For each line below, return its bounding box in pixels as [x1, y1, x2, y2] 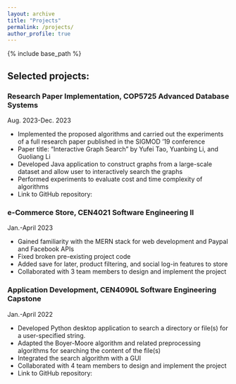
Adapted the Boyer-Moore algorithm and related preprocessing [17, 339, 201, 347]
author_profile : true [7, 30, 71, 37]
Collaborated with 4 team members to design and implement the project [17, 361, 227, 370]
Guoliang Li [17, 152, 51, 161]
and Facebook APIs [17, 245, 75, 253]
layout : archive [7, 10, 55, 18]
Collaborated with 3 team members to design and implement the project [17, 267, 227, 276]
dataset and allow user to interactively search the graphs [17, 167, 183, 175]
